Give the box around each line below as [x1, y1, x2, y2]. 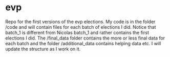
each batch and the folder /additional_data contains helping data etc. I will [5, 40, 161, 46]
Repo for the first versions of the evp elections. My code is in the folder [5, 18, 156, 25]
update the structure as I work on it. [5, 46, 81, 52]
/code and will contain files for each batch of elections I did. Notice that [5, 24, 156, 30]
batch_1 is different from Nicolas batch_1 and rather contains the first [5, 29, 150, 35]
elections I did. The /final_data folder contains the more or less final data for [5, 35, 165, 41]
